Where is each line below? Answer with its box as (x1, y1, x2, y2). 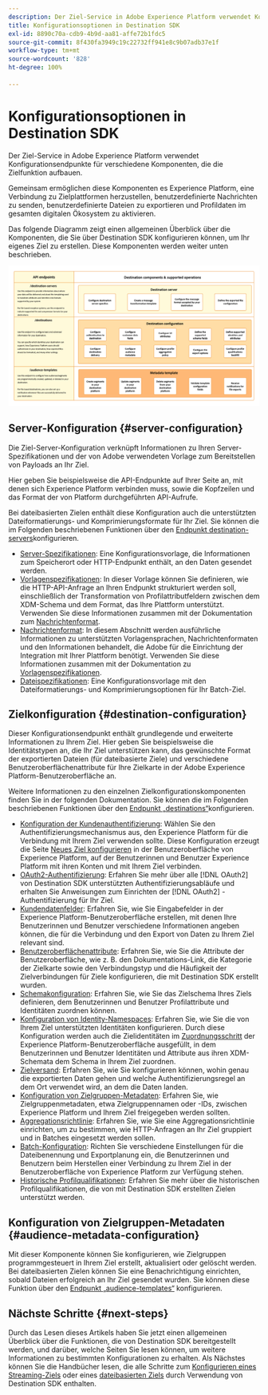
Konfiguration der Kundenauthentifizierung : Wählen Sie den (19, 819, 215, 829)
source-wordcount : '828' (8, 55, 91, 63)
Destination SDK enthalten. (8, 1378, 97, 1388)
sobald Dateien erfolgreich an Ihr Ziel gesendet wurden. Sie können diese (8, 1275, 250, 1285)
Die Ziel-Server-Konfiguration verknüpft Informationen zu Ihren (8, 443, 215, 452)
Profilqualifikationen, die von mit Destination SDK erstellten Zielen (19, 1184, 236, 1194)
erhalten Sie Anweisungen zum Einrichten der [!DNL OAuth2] (19, 887, 221, 896)
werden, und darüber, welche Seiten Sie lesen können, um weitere (8, 1345, 226, 1354)
